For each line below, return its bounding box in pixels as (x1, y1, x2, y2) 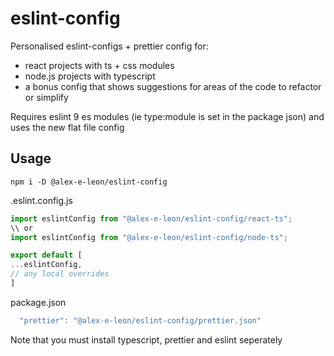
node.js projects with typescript (24, 70, 156, 82)
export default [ (10, 250, 83, 261)
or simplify (24, 91, 69, 103)
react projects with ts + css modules (24, 59, 175, 71)
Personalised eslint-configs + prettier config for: (10, 40, 209, 52)
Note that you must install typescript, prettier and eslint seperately (10, 333, 283, 346)
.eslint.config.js (10, 194, 73, 206)
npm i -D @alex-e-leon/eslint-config (10, 177, 168, 187)
